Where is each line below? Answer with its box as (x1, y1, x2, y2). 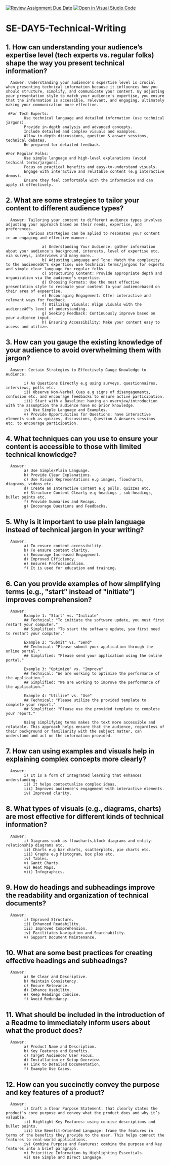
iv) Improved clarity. (24, 791, 72, 796)
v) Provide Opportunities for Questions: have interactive (24, 412, 151, 417)
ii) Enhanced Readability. (24, 921, 81, 927)
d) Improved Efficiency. (24, 557, 76, 562)
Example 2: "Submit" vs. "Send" (24, 640, 93, 645)
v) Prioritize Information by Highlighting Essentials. (24, 1150, 144, 1155)
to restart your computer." (6, 631, 65, 636)
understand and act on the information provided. (6, 733, 113, 739)
